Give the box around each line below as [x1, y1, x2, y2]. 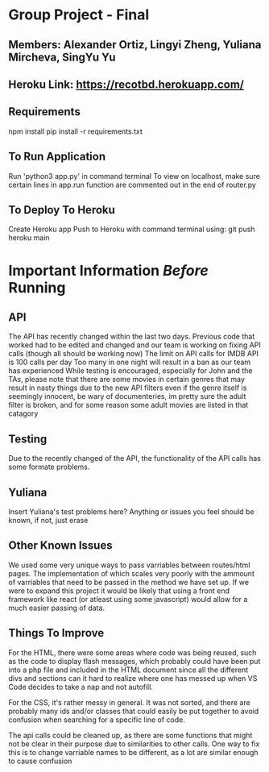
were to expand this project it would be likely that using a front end [8, 586, 230, 596]
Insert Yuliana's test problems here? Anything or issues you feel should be [8, 507, 255, 517]
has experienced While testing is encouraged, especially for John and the [8, 366, 253, 376]
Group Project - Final [8, 6, 150, 24]
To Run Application [8, 150, 106, 164]
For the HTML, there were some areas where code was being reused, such [8, 647, 257, 658]
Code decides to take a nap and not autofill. [8, 682, 153, 691]
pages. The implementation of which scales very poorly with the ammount [8, 568, 255, 578]
